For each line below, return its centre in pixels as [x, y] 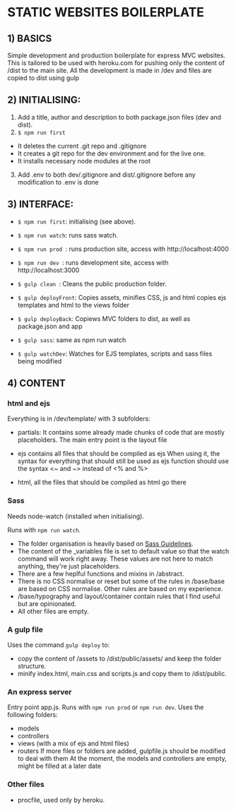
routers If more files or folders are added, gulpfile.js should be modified [122, 751]
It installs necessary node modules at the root [84, 161]
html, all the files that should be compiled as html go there [102, 482]
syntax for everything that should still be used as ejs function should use [123, 461]
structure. [32, 666]
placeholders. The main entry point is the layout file [92, 440]
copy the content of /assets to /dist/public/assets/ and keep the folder [119, 658]
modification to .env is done [58, 182]
